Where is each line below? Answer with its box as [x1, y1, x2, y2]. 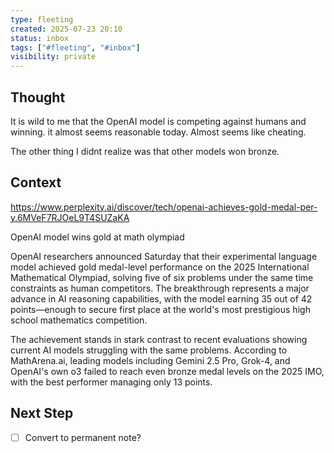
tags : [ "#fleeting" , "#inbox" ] [10, 42, 141, 53]
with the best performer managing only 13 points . [10, 376, 213, 388]
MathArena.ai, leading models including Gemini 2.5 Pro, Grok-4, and [10, 354, 291, 366]
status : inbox [10, 33, 70, 43]
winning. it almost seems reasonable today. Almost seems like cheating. [10, 126, 307, 138]
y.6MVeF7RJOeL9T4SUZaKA [10, 211, 130, 223]
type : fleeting [10, 14, 74, 25]
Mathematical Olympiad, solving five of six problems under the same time [10, 271, 314, 283]
